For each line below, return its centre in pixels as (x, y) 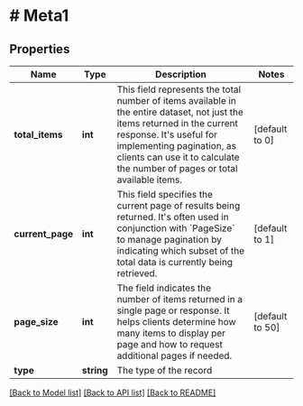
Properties (40, 49)
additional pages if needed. (174, 355)
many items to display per (171, 333)
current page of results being (179, 206)
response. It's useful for (167, 134)
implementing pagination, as (177, 146)
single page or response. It (173, 310)
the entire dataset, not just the (180, 112)
